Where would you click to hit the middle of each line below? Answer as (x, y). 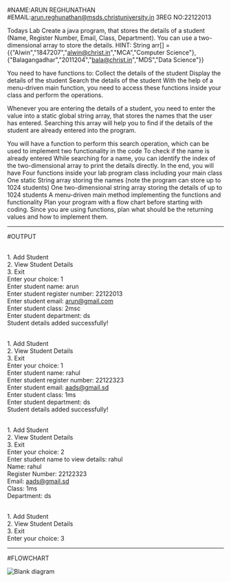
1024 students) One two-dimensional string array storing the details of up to (115, 187)
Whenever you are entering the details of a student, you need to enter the (111, 108)
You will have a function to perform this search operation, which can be (108, 143)
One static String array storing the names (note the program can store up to (114, 180)
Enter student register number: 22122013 (65, 294)
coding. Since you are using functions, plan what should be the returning (110, 209)
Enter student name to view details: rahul (65, 459)
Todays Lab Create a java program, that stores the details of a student (106, 31)
